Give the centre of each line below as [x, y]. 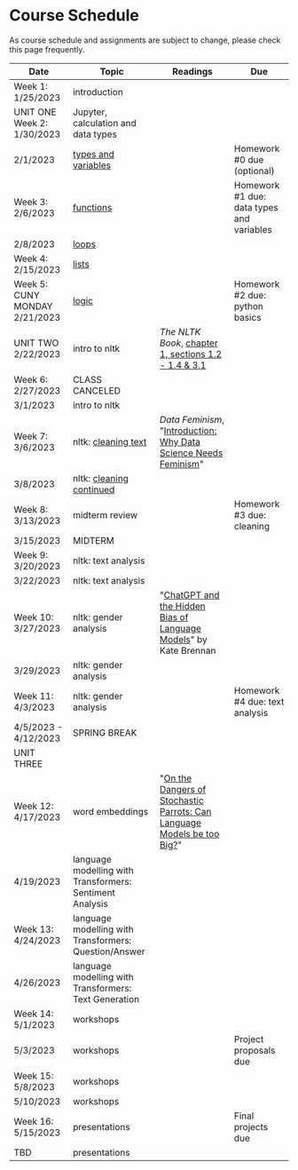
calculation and [104, 123]
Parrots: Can [185, 811]
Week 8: [31, 509]
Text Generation [106, 999]
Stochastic [181, 800]
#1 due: [250, 196]
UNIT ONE [35, 112]
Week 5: [31, 283]
